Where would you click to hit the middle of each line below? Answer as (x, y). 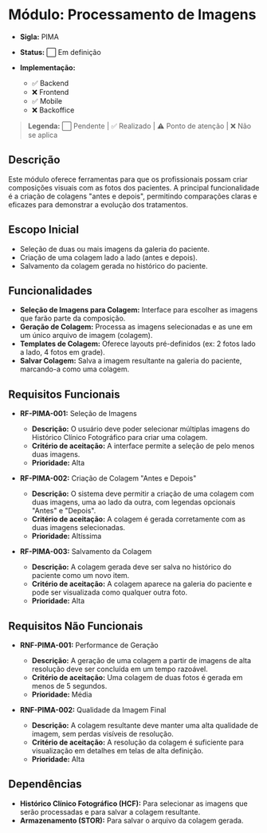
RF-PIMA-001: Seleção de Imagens (78, 414)
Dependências (45, 784)
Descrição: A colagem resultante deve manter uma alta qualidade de (145, 725)
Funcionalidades (51, 291)
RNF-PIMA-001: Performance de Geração (89, 645)
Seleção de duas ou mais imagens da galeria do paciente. (114, 249)
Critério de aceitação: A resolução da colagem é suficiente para (138, 742)
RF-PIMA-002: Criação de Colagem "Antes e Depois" (108, 478)
